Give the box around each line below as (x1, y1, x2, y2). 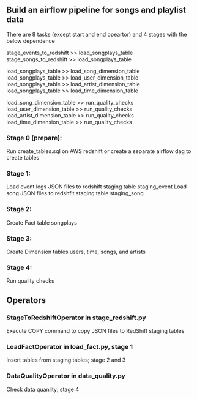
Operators (6, 295, 46, 305)
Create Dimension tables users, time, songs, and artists (6, 248, 146, 255)
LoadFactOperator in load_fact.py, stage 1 (6, 342, 133, 351)
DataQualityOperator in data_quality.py (6, 371, 125, 380)
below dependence (6, 37, 55, 45)
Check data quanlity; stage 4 (6, 386, 80, 393)
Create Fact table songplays (6, 218, 78, 226)
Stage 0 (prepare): (6, 133, 62, 142)
